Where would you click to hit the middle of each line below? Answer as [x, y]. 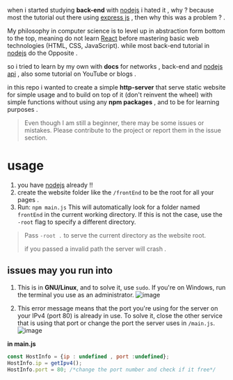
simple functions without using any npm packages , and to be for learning [113, 102]
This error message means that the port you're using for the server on [118, 308]
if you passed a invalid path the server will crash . [95, 249]
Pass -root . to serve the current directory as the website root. [115, 235]
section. [36, 138]
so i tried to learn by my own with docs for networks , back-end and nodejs [115, 66]
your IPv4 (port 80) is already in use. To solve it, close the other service [120, 315]
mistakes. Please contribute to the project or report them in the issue [122, 130]
